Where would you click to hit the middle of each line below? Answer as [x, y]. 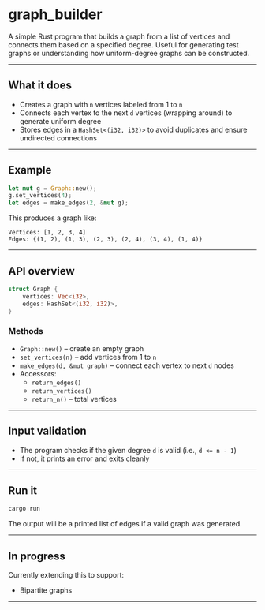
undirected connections [58, 138]
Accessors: [38, 373]
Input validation [47, 431]
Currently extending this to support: [66, 575]
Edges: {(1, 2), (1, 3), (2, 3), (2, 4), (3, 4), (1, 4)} [105, 240]
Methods [26, 331]
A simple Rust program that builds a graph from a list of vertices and [119, 36]
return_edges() [56, 383]
